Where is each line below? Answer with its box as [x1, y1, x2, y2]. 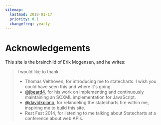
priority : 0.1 [9, 16, 39, 21]
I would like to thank [17, 69, 59, 75]
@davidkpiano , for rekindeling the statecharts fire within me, [24, 100, 149, 106]
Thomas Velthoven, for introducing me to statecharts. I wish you [24, 78, 157, 85]
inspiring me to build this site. [24, 105, 86, 111]
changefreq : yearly [9, 21, 50, 26]
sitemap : [5, 7, 23, 12]
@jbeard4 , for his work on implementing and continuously [24, 89, 144, 95]
